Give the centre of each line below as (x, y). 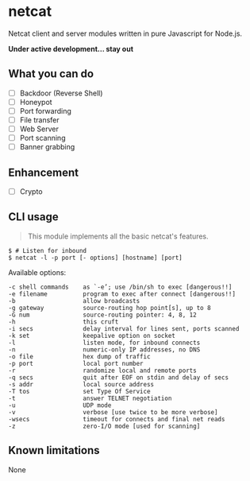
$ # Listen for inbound (48, 250)
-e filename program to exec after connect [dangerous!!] (122, 294)
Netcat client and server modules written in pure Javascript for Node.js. (125, 33)
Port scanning (42, 138)
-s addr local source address (81, 384)
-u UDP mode (60, 405)
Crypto (31, 192)
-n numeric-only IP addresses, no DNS (104, 349)
